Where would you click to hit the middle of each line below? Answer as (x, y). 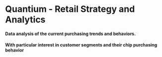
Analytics (25, 20)
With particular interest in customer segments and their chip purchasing (81, 45)
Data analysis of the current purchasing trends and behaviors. (71, 34)
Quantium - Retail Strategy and (70, 9)
